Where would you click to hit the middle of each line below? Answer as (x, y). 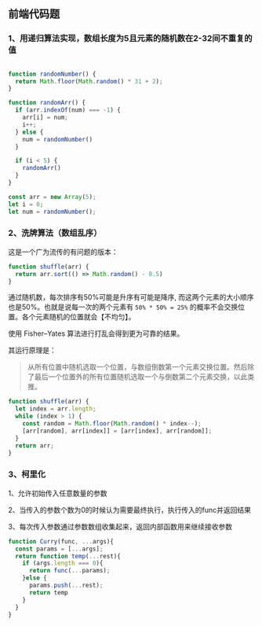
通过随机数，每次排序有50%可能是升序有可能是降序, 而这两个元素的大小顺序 (131, 297)
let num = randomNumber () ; (52, 212)
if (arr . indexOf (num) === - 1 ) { (68, 110)
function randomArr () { (47, 103)
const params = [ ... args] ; (59, 549)
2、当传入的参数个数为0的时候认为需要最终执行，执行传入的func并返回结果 (130, 510)
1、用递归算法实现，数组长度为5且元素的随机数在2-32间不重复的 (130, 39)
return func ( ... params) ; (69, 571)
